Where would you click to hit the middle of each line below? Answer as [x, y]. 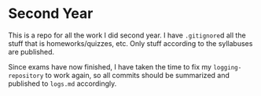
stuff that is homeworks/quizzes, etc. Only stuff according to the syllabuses [130, 43]
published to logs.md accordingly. [62, 84]
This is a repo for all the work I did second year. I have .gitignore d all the [127, 35]
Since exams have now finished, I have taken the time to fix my [110, 66]
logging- [228, 67]
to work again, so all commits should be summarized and [138, 75]
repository [26, 76]
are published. [31, 52]
